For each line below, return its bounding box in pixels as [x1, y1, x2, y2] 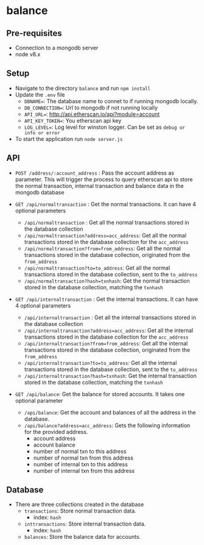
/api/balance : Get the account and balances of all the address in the [24, 408, 196, 416]
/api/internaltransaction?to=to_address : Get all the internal [24, 359, 177, 366]
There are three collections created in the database [15, 501, 144, 508]
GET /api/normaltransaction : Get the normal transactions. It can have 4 [15, 200, 197, 208]
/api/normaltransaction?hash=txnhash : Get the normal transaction [24, 277, 190, 284]
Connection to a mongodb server [15, 44, 99, 51]
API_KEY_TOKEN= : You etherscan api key [24, 117, 122, 124]
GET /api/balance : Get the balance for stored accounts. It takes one [15, 390, 185, 397]
